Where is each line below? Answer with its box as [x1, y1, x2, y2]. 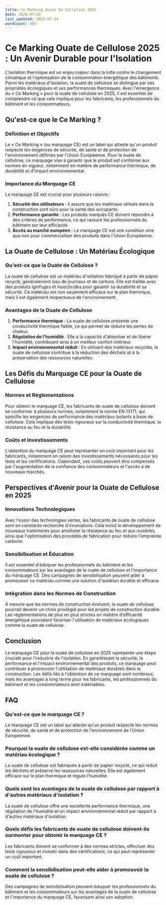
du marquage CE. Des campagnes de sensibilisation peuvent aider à [5, 572, 145, 578]
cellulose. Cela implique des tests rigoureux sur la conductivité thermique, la [5, 419, 161, 424]
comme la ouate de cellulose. [5, 622, 65, 628]
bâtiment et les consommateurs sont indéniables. [5, 681, 106, 687]
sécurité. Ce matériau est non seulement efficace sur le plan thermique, [5, 289, 152, 295]
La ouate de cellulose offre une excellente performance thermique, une [5, 803, 151, 809]
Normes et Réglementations [5, 392, 74, 399]
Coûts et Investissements [5, 436, 68, 443]
